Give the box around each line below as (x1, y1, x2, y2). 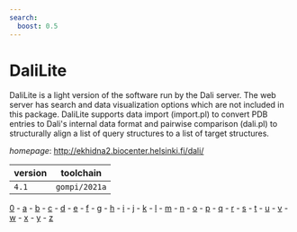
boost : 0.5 (17, 22, 58, 31)
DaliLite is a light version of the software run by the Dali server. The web (9, 90, 276, 101)
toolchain (60, 167, 102, 180)
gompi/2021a (55, 182, 107, 192)
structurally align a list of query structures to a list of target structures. (9, 128, 270, 139)
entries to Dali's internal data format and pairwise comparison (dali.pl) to (9, 119, 278, 129)
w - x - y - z (9, 212, 54, 223)
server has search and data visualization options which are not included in (9, 100, 285, 111)
